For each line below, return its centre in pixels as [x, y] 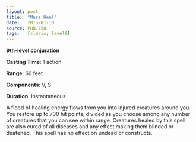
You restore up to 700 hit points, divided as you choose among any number [98, 114]
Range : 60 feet [25, 73]
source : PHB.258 [26, 28]
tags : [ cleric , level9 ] [38, 34]
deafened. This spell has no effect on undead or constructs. [79, 133]
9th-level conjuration [33, 50]
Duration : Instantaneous [36, 96]
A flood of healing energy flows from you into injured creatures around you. [99, 108]
